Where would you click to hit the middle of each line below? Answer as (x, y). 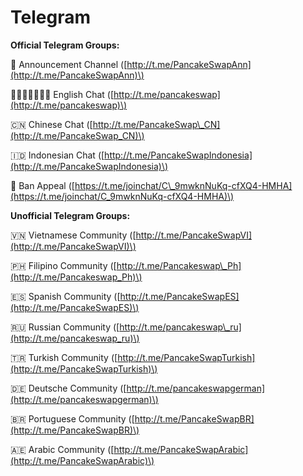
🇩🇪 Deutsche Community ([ (68, 388)
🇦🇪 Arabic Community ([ (62, 449)
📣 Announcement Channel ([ (69, 64)
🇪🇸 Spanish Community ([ (65, 296)
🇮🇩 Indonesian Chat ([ (57, 155)
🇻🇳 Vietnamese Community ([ (73, 235)
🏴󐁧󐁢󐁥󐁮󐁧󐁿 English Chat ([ (62, 94)
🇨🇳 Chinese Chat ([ (51, 124)
